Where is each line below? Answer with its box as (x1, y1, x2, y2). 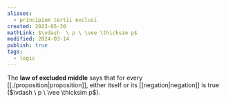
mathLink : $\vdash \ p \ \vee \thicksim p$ (7, 29, 138, 36)
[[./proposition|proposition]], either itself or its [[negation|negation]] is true (7, 80, 220, 89)
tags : (7, 49, 23, 56)
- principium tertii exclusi (13, 16, 97, 23)
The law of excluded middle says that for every (7, 73, 143, 82)
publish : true (7, 42, 48, 49)
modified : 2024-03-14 (7, 36, 70, 43)
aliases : (7, 10, 32, 17)
